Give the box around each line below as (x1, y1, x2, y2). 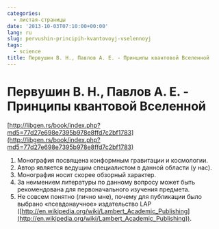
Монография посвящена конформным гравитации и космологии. (16, 156, 209, 164)
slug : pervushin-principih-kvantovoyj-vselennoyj (7, 36, 152, 42)
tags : (7, 42, 23, 49)
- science (13, 49, 41, 55)
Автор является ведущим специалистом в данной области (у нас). (16, 163, 212, 172)
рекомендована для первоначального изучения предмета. (16, 185, 190, 193)
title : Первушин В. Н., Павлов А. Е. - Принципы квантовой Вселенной (7, 55, 210, 62)
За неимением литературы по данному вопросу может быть (16, 178, 196, 186)
